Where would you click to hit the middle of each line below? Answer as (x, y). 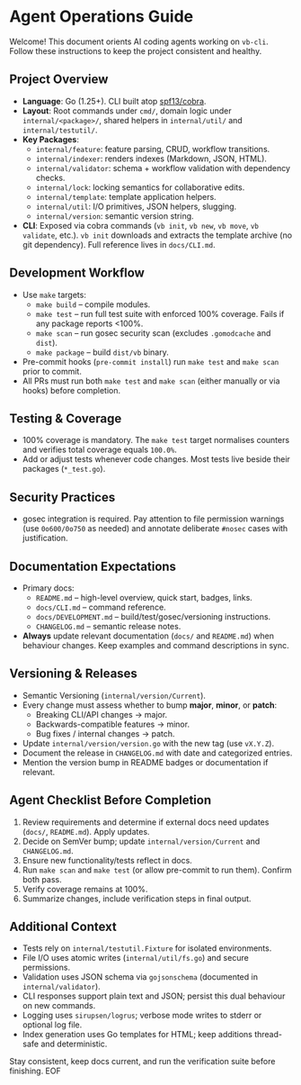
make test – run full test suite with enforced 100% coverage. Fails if (160, 313)
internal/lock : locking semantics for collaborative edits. (140, 187)
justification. (45, 538)
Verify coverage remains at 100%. (85, 889)
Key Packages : (50, 139)
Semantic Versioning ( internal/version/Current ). (114, 695)
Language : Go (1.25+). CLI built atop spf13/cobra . (114, 101)
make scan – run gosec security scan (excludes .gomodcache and (153, 333)
